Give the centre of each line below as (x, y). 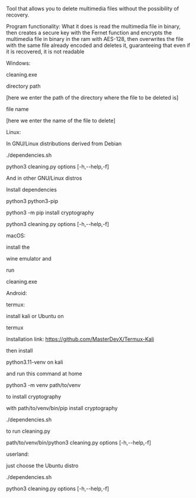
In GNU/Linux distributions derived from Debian (64, 144)
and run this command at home (44, 374)
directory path (23, 86)
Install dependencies (32, 190)
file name (17, 109)
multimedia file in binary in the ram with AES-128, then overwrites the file (95, 39)
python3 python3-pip (32, 201)
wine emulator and (29, 258)
